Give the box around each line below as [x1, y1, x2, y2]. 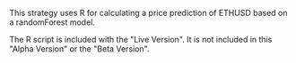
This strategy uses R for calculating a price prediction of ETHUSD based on [9, 8, 288, 18]
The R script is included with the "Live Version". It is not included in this [9, 35, 273, 44]
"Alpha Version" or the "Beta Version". [9, 43, 150, 54]
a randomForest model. [9, 17, 96, 28]
